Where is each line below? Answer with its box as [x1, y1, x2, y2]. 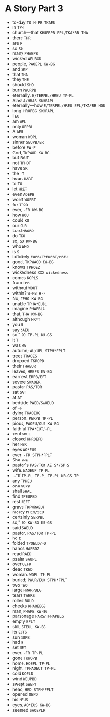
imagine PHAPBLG [12, 306, 45, 311]
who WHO [12, 243, 29, 249]
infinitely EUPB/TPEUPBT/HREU [12, 254, 68, 259]
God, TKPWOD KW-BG [12, 149, 50, 155]
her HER [12, 441, 27, 447]
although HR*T [12, 316, 41, 322]
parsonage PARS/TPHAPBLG [12, 613, 64, 619]
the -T [12, 170, 25, 176]
